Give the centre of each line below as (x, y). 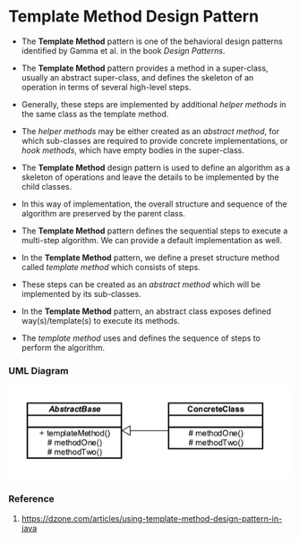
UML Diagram (38, 370)
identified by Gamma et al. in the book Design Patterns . (123, 50)
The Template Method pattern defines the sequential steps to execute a (154, 231)
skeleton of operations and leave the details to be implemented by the (150, 177)
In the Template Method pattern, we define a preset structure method (150, 258)
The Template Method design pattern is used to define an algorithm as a (156, 167)
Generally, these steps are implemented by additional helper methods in (154, 104)
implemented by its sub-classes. (81, 293)
